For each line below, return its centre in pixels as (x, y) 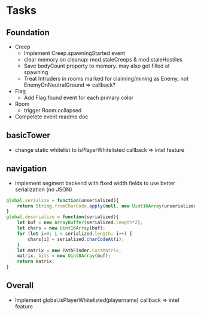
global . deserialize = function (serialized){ (63, 217)
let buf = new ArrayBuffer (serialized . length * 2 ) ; (80, 223)
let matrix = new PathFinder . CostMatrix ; (69, 250)
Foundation (28, 33)
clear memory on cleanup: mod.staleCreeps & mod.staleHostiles (103, 59)
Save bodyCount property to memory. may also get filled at (97, 66)
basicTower (28, 135)
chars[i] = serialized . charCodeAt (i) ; (76, 239)
